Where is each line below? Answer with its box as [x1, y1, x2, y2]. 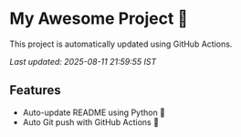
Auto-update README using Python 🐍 [22, 107, 166, 118]
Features [9, 82, 61, 99]
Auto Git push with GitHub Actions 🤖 [22, 116, 160, 127]
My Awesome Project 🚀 [9, 8, 189, 29]
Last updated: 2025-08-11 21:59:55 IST [9, 56, 157, 67]
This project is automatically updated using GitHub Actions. [9, 38, 233, 49]
